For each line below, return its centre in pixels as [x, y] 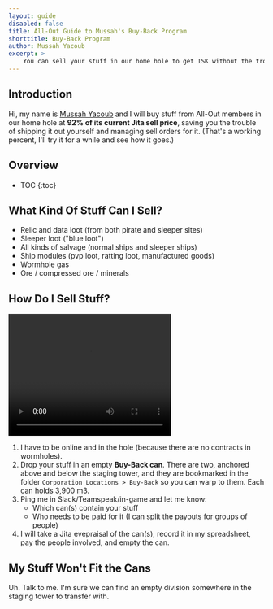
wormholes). [41, 456]
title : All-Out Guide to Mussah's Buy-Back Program [97, 31]
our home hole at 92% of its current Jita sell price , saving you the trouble [132, 122]
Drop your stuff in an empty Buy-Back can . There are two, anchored [134, 465]
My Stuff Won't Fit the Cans [80, 568]
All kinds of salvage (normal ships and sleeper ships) [108, 247]
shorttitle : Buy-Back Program [60, 39]
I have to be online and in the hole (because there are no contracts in [135, 447]
